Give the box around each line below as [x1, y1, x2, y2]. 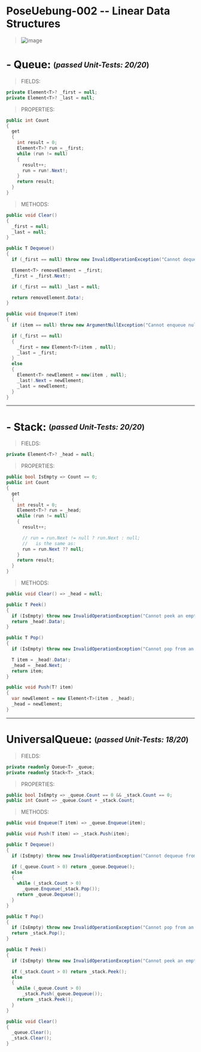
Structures [6, 17, 61, 31]
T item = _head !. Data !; [11, 657, 71, 663]
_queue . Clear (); [11, 1030, 52, 1036]
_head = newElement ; [11, 701, 63, 707]
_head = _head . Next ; [11, 662, 63, 668]
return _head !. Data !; [11, 618, 66, 624]
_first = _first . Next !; [11, 273, 71, 279]
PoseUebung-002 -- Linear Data [6, 4, 170, 18]
